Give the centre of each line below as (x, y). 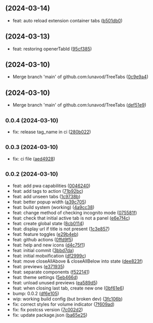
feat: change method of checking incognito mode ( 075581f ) (75, 212)
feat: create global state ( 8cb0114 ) (48, 223)
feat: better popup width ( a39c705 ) (49, 202)
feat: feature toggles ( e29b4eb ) (45, 234)
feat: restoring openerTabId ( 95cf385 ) (52, 49)
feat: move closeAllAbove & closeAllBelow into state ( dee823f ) (78, 261)
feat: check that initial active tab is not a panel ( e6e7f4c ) (71, 218)
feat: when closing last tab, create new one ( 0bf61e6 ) (68, 288)
